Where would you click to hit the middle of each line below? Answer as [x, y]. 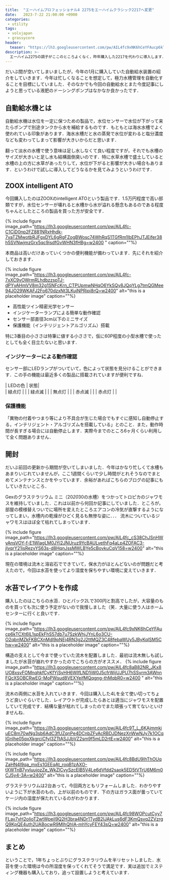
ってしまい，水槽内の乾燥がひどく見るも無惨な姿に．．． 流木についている [80, 516]
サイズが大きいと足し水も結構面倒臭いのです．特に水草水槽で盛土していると [84, 157]
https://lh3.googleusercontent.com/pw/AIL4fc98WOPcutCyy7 [98, 814]
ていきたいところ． [29, 486]
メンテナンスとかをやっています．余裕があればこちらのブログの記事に [87, 480]
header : [13, 43]
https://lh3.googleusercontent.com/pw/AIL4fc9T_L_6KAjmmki [98, 728]
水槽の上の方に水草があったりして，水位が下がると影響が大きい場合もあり [82, 163]
